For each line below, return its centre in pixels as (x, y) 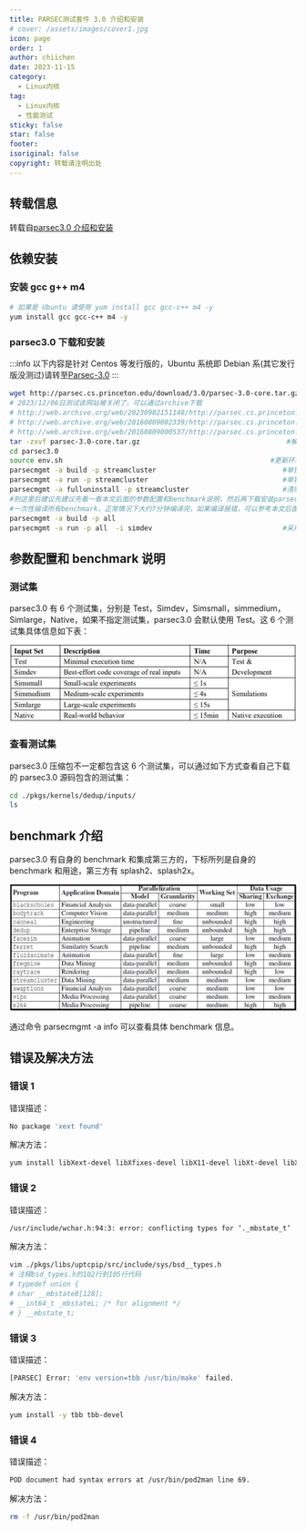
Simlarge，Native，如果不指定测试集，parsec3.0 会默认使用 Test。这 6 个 (148, 620)
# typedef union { (44, 1284)
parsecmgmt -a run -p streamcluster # (148, 480)
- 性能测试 (36, 115)
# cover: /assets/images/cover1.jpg (79, 29)
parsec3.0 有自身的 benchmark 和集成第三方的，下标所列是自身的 (133, 860)
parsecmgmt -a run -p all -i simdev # (148, 528)
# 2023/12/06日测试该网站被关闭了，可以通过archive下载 (106, 403)
